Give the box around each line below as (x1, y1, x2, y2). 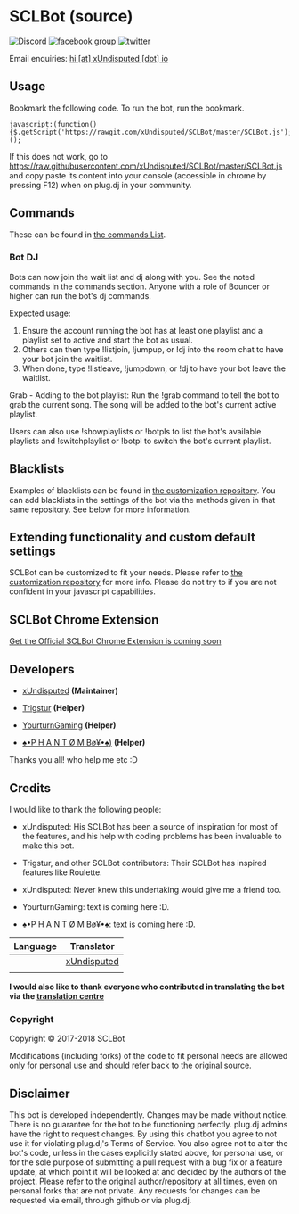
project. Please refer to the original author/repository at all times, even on (9, 1176, 278, 1187)
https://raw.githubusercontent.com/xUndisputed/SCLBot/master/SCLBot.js (9, 161, 283, 171)
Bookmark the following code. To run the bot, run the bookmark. (9, 103, 245, 113)
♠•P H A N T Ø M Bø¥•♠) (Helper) (21, 738, 146, 748)
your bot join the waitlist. (21, 353, 113, 364)
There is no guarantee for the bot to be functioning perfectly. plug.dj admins (9, 1119, 288, 1130)
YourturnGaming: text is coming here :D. (21, 901, 170, 912)
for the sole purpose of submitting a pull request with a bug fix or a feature (9, 1157, 283, 1168)
